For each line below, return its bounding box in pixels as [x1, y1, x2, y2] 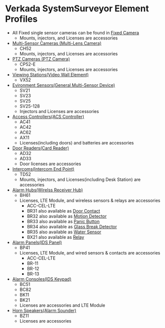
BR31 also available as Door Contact [27, 208, 100, 214]
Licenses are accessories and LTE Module [19, 302, 105, 308]
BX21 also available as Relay [27, 234, 85, 240]
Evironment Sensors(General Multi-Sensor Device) [12, 82, 115, 88]
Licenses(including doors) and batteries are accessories [19, 140, 134, 146]
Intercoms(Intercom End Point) [12, 166, 75, 172]
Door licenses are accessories [19, 161, 81, 167]
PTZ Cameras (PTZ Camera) [12, 56, 70, 62]
